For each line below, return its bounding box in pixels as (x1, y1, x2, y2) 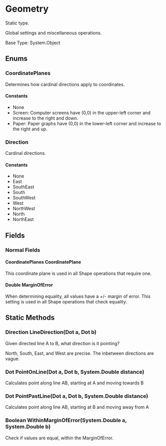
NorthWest (12, 206, 36, 212)
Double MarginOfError (5, 282, 53, 288)
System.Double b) (5, 423, 51, 430)
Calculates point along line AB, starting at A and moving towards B (5, 380, 144, 386)
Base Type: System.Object (5, 39, 61, 46)
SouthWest (12, 194, 36, 201)
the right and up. (12, 126, 48, 132)
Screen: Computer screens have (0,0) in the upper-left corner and (12, 109, 151, 116)
